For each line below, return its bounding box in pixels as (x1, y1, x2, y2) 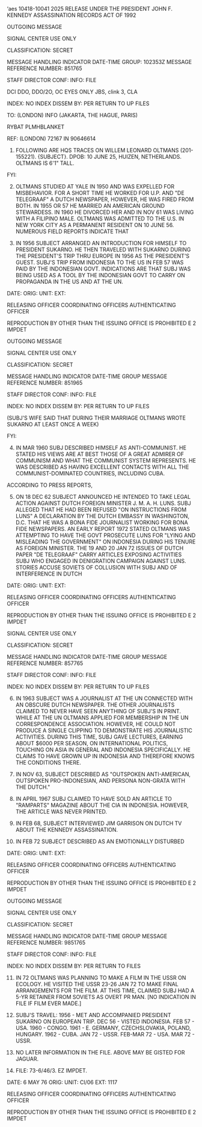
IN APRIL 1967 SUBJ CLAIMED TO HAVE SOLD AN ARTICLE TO (15, 795, 172, 802)
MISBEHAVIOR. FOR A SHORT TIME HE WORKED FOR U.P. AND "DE (15, 190, 185, 196)
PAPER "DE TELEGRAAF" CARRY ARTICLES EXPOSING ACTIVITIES (15, 551, 182, 558)
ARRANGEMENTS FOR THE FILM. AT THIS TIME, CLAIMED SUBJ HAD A (15, 987, 195, 994)
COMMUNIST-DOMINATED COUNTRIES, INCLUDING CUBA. (15, 470, 165, 477)
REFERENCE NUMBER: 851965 (7, 379, 83, 386)
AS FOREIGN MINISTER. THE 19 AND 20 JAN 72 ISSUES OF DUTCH (15, 545, 184, 551)
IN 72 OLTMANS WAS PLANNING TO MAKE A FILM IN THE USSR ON (15, 974, 186, 981)
